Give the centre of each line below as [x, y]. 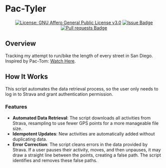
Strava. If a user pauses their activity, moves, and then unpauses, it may [86, 149]
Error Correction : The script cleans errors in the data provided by [80, 144]
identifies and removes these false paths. [55, 160]
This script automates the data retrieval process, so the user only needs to [82, 88]
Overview [21, 44]
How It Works [27, 77]
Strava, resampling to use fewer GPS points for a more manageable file [85, 123]
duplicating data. [30, 139]
